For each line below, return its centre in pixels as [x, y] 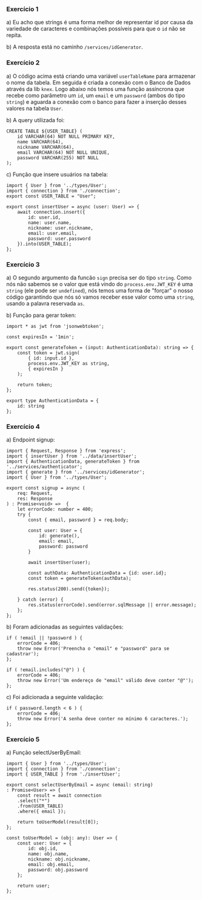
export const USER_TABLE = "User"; [51, 196]
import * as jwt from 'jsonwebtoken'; [55, 326]
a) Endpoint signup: [31, 440]
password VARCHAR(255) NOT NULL [58, 158]
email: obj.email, [51, 865]
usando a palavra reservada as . [45, 303]
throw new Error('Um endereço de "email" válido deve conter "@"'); [106, 681]
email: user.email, [53, 233]
